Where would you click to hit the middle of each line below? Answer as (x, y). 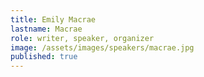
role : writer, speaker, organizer (82, 38)
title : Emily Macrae (53, 19)
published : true (44, 57)
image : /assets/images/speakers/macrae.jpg (102, 47)
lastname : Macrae (46, 29)
